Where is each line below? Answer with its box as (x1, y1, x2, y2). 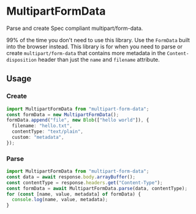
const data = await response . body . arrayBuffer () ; (6, 174, 136, 180)
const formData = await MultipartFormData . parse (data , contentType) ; (6, 185, 188, 191)
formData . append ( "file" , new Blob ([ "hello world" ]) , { (6, 117, 149, 124)
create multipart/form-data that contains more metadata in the (6, 49, 166, 56)
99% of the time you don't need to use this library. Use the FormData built (6, 36, 190, 43)
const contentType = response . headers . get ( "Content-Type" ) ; (6, 179, 164, 186)
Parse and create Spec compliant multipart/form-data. (6, 24, 143, 32)
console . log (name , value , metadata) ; (12, 197, 108, 203)
